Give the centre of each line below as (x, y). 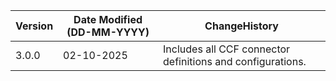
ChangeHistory (241, 26)
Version (34, 26)
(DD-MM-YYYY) (108, 32)
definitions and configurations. (235, 61)
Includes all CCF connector (227, 49)
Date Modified (108, 19)
